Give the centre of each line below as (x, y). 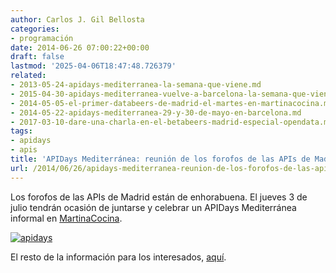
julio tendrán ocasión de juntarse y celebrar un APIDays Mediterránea (153, 207)
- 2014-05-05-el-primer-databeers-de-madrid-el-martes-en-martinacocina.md (171, 103)
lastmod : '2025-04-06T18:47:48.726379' (93, 66)
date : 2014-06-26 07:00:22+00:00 (80, 47)
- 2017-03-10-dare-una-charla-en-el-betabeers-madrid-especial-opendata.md (171, 122)
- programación (42, 38)
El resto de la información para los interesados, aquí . (118, 257)
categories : (35, 29)
